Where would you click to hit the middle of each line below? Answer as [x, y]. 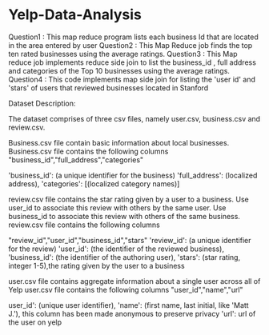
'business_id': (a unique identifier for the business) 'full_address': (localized [133, 175]
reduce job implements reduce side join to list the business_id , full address [132, 62]
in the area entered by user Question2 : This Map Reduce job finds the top [130, 45]
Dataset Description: [42, 103]
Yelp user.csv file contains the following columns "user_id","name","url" [126, 289]
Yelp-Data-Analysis [75, 15]
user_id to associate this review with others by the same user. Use [117, 207]
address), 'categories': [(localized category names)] [94, 183]
